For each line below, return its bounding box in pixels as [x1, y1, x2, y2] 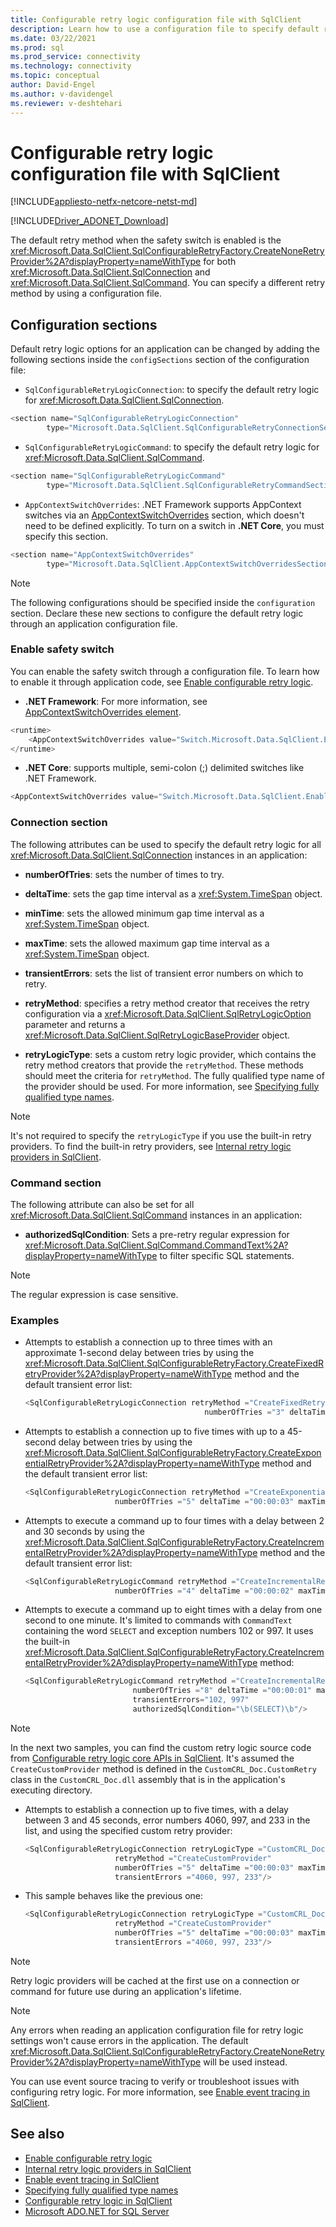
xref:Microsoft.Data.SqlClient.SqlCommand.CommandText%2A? [24, 1239, 289, 1251]
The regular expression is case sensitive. [10, 1288, 179, 1300]
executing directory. [10, 1784, 93, 1796]
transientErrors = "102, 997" [132, 1695, 250, 1705]
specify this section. [24, 530, 109, 542]
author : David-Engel [10, 80, 97, 90]
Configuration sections [10, 316, 158, 333]
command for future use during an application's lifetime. [10, 1985, 242, 1997]
